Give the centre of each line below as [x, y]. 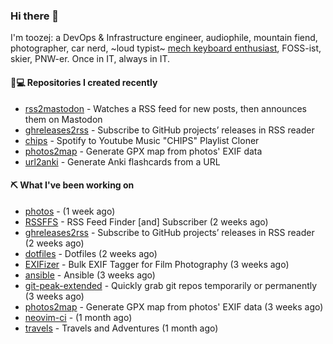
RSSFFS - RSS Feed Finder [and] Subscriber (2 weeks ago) [146, 221]
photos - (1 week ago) [70, 211]
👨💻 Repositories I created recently [84, 82]
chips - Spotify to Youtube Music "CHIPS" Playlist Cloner [142, 140]
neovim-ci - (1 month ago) [78, 317]
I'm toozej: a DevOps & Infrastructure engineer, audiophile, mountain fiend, [164, 38]
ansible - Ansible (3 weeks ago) [90, 275]
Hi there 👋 [35, 16]
